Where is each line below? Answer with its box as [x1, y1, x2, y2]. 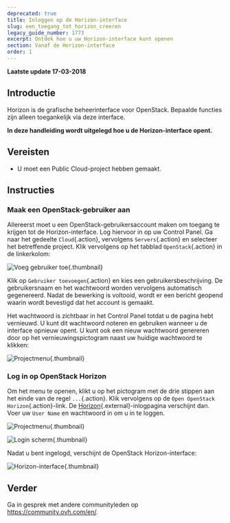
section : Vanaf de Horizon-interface [7, 42, 115, 49]
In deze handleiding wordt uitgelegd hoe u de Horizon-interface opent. [7, 126, 213, 134]
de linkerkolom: [7, 250, 51, 258]
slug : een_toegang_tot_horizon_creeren [7, 23, 122, 30]
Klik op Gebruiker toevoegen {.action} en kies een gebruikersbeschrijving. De [7, 277, 223, 285]
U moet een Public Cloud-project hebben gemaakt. [16, 164, 161, 173]
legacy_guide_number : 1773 [7, 29, 84, 36]
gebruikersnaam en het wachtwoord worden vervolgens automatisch [7, 284, 203, 292]
